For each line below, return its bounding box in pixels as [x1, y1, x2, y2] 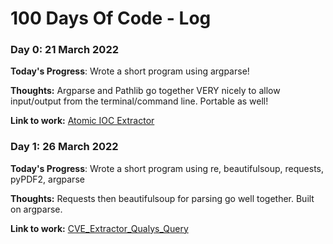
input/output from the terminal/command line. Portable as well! [10, 95, 269, 107]
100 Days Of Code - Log [10, 7, 212, 30]
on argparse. [10, 203, 63, 215]
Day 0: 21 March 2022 [10, 43, 119, 57]
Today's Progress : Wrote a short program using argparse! [10, 65, 250, 77]
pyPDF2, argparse [10, 173, 85, 185]
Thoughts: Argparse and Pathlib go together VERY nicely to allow [10, 85, 281, 97]
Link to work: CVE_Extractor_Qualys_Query [10, 222, 189, 234]
